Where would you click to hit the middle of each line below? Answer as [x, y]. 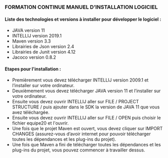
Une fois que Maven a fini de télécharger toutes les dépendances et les [87, 145]
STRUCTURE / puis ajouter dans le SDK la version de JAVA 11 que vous [86, 107]
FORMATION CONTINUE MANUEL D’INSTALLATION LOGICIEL [81, 7]
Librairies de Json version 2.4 [43, 47]
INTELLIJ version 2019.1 [37, 36]
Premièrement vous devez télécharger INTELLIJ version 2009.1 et [80, 80]
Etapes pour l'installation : [33, 69]
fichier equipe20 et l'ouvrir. [40, 123]
